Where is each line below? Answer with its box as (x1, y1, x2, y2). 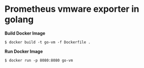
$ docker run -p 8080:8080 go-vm (4, 58, 73, 63)
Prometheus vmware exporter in (4, 3, 140, 15)
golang (4, 14, 34, 25)
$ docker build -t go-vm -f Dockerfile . (4, 39, 91, 45)
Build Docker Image (4, 30, 45, 36)
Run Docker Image (4, 48, 43, 54)
